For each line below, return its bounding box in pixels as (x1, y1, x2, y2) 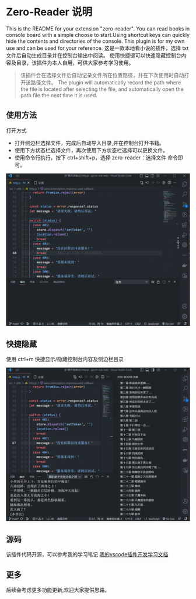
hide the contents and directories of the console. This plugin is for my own (6, 38, 185, 45)
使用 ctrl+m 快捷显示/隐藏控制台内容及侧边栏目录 (6, 355, 124, 362)
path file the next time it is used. (20, 91, 98, 98)
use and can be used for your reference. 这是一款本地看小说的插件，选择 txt (6, 45, 189, 52)
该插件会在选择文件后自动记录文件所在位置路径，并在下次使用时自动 (20, 72, 184, 79)
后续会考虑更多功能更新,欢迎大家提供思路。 (6, 586, 110, 593)
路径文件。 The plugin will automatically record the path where (30, 79, 181, 86)
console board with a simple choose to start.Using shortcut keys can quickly (6, 31, 190, 38)
